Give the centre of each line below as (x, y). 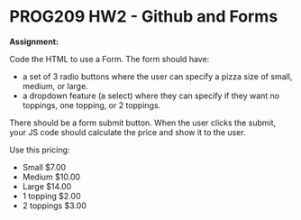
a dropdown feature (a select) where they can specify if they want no (151, 96)
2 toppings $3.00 (55, 206)
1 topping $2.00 (51, 196)
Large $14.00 (47, 186)
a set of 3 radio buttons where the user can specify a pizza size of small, (157, 76)
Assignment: (34, 41)
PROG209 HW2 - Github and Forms (144, 17)
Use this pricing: (40, 150)
